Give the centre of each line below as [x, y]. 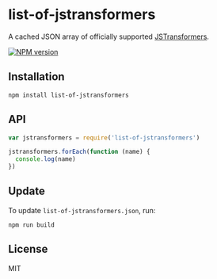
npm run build [32, 225]
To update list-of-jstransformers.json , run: [82, 210]
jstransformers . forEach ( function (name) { [79, 152]
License [28, 249]
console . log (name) [46, 159]
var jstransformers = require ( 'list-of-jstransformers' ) [104, 138]
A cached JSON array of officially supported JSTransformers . [109, 36]
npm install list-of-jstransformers [69, 95]
